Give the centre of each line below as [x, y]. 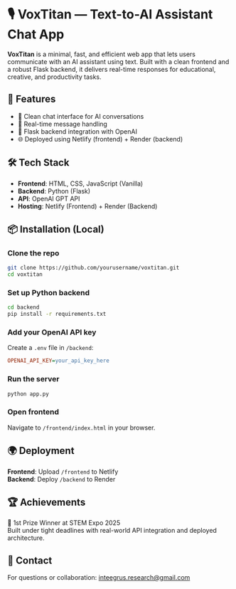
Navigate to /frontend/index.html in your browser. [81, 428]
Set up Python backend [49, 292]
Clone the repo [33, 253]
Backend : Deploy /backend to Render [61, 479]
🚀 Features [32, 99]
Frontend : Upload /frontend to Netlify [63, 472]
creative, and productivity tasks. [54, 77]
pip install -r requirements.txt [57, 314]
